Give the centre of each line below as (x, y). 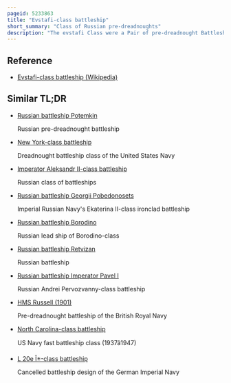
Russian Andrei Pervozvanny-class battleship (81, 289)
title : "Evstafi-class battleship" (58, 20)
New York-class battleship (54, 142)
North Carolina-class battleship (61, 329)
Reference (30, 60)
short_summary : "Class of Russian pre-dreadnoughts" (84, 26)
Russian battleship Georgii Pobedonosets (75, 195)
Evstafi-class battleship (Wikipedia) (67, 77)
